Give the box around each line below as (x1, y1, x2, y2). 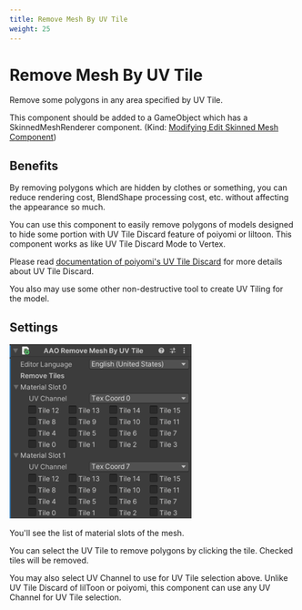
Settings (9, 320, 59, 335)
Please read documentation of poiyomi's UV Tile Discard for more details (9, 256, 283, 268)
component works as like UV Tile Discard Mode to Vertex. (9, 239, 226, 249)
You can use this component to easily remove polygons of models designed (9, 219, 294, 230)
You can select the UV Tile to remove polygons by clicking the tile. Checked (9, 545, 294, 556)
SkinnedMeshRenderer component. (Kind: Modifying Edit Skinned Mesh (9, 122, 279, 133)
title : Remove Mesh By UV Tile (9, 15, 128, 24)
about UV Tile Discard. (9, 266, 95, 277)
